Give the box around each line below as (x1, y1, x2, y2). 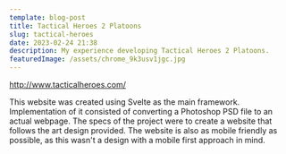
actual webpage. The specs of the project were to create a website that (9, 115, 273, 126)
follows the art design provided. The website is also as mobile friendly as (9, 125, 278, 135)
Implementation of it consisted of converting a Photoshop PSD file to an (9, 107, 273, 116)
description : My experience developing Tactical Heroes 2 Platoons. (9, 47, 270, 56)
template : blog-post (9, 13, 87, 22)
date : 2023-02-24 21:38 (9, 38, 98, 47)
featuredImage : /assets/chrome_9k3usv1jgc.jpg (9, 55, 186, 64)
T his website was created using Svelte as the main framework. (9, 97, 240, 107)
